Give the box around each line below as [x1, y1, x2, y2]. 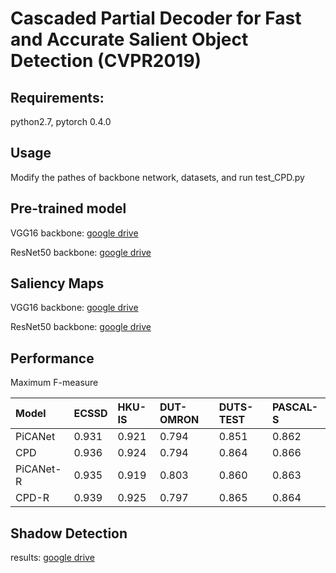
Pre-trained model [10, 200, 127, 217]
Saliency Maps [10, 275, 105, 292]
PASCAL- [272, 400, 318, 414]
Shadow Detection [10, 525, 128, 542]
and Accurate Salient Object [10, 28, 249, 51]
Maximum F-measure [10, 377, 99, 389]
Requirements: [10, 89, 105, 106]
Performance [10, 350, 95, 367]
